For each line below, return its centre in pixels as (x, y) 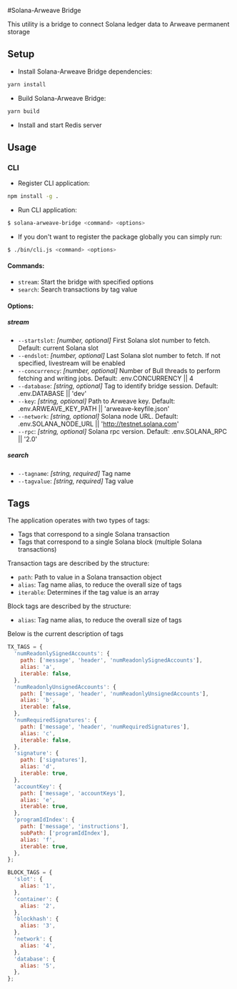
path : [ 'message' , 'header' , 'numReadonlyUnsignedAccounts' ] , (115, 694)
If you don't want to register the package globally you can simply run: (120, 237)
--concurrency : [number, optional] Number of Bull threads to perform (119, 370)
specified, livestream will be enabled (71, 363)
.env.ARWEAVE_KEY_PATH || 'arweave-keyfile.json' (94, 408)
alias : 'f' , (38, 840)
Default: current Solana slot (58, 348)
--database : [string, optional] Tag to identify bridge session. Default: (118, 386)
